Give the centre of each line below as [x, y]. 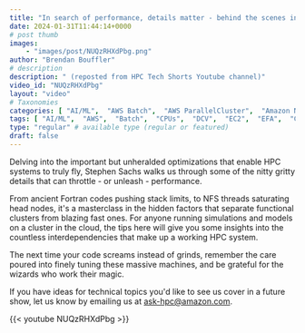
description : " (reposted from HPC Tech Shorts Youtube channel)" [138, 77]
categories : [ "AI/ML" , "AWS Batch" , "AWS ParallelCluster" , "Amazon [150, 111]
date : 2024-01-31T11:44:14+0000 [70, 26]
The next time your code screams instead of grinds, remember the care [143, 254]
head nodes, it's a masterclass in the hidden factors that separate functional [152, 208]
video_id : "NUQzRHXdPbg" [56, 85]
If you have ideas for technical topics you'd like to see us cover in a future [148, 291]
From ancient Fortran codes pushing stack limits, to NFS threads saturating [149, 198]
